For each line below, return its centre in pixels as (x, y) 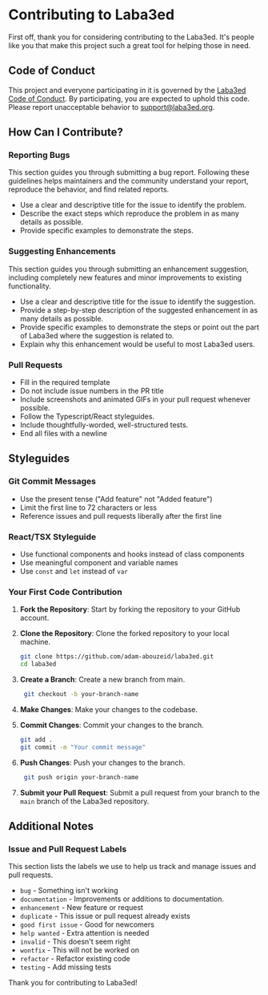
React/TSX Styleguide (52, 536)
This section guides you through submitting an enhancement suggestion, (129, 269)
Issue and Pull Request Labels (68, 849)
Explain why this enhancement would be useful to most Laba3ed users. (138, 344)
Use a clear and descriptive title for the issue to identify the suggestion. (138, 301)
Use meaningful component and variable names (99, 563)
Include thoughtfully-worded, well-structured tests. (104, 425)
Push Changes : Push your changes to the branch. (102, 762)
